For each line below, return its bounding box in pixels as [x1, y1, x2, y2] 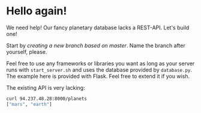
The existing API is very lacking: [6, 84, 85, 91]
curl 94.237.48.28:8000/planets [6, 96, 87, 102]
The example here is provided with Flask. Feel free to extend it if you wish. [6, 72, 190, 80]
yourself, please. [6, 48, 47, 55]
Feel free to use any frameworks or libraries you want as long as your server [6, 60, 195, 67]
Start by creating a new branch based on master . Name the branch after [6, 42, 185, 49]
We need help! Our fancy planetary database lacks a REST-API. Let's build [6, 24, 190, 31]
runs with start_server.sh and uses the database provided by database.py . [6, 66, 193, 73]
